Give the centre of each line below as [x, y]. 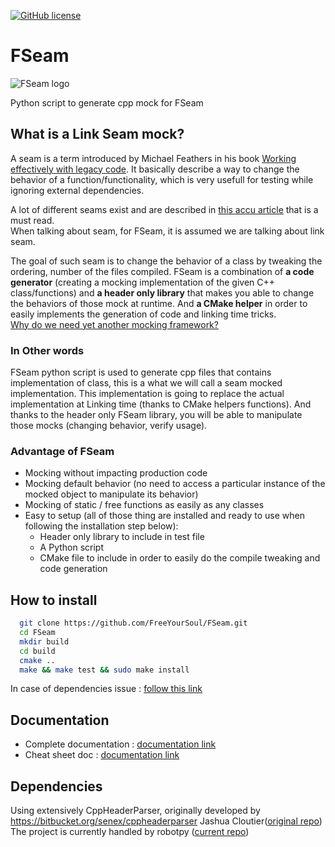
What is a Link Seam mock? [97, 134]
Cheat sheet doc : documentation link [102, 755]
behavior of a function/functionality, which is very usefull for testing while [162, 179]
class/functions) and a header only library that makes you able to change [162, 292]
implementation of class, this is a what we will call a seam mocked [146, 383]
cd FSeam [37, 633]
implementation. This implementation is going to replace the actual [147, 394]
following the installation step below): [101, 526]
